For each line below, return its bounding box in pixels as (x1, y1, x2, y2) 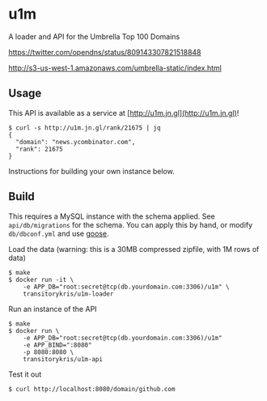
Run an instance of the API (8, 304, 97, 314)
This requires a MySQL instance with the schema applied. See (8, 211, 216, 221)
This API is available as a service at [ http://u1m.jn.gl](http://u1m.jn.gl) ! (8, 108, 239, 117)
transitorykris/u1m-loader (23, 289, 114, 298)
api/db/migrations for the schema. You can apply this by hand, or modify (8, 220, 253, 229)
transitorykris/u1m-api (23, 355, 104, 363)
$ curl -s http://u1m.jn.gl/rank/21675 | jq (8, 123, 161, 132)
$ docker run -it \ (8, 275, 74, 284)
